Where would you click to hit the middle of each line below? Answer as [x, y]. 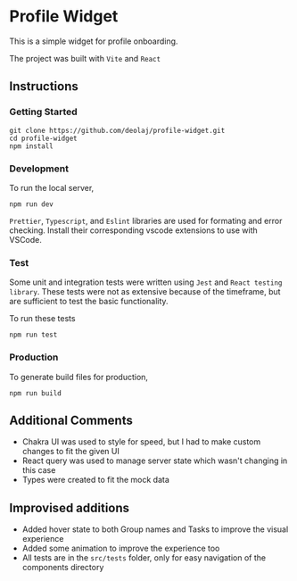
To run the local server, [52, 187]
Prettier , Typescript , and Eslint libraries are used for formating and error [146, 220]
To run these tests [42, 319]
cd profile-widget [43, 138]
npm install [31, 146]
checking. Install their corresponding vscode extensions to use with [134, 230]
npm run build [36, 393]
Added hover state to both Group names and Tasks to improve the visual [155, 529]
